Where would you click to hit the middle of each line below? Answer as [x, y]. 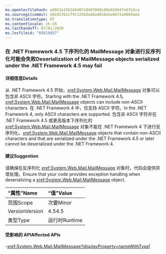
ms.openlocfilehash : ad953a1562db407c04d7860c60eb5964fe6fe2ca [72, 10]
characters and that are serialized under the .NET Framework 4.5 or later [80, 138]
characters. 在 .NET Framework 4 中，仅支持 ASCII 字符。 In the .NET [76, 108]
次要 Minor [60, 203]
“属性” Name [22, 193]
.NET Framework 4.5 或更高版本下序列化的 [49, 120]
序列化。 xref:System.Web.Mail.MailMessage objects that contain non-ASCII [83, 133]
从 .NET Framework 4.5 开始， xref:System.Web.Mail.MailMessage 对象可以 [82, 90]
